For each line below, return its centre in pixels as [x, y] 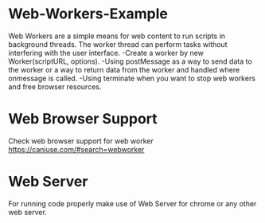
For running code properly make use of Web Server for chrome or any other [132, 203]
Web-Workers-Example [88, 14]
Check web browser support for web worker [81, 141]
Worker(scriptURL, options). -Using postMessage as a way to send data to [130, 61]
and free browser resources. [55, 86]
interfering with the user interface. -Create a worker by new [106, 53]
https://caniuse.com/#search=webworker [76, 149]
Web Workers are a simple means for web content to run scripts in [117, 36]
